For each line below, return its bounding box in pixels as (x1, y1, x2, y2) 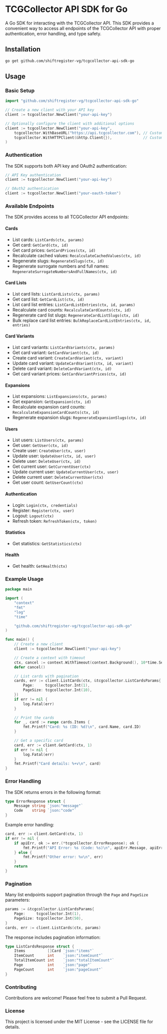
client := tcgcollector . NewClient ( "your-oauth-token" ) (5, 191, 121, 196)
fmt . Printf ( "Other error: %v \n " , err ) (23, 855, 103, 860)
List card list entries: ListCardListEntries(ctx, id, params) (12, 301, 136, 308)
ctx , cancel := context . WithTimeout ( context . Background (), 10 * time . (14, 660, 159, 665)
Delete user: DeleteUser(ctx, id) (12, 458, 81, 464)
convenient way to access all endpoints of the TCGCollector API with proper (5, 25, 161, 31)
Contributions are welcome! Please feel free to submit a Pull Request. (5, 995, 147, 1001)
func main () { (5, 637, 35, 642)
